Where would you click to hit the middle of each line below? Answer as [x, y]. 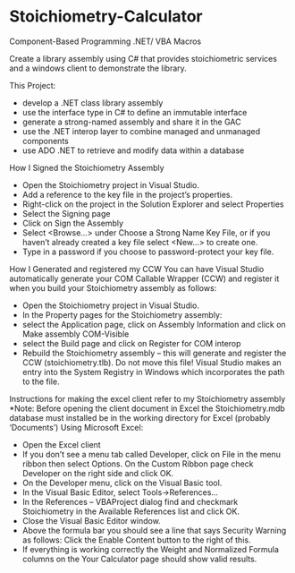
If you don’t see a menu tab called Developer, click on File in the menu [152, 454]
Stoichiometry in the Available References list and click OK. [131, 511]
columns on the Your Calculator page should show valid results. [139, 559]
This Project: [33, 85]
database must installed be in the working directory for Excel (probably [140, 417]
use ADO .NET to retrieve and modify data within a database [133, 150]
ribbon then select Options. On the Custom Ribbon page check [138, 464]
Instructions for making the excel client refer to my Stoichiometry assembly [147, 398]
